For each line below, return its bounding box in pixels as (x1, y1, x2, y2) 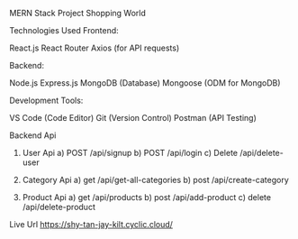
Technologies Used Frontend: (9, 25, 119, 35)
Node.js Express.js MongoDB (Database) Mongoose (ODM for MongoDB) (9, 78, 281, 88)
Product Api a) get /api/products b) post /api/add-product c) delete (22, 192, 272, 202)
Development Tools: (9, 95, 84, 106)
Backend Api (9, 130, 57, 141)
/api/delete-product (22, 202, 96, 212)
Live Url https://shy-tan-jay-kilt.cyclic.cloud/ (9, 219, 174, 229)
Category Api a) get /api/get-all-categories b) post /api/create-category (22, 175, 290, 185)
